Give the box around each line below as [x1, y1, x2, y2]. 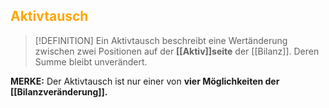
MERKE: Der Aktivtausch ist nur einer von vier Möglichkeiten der [10, 75, 280, 87]
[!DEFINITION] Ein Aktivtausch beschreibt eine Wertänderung [34, 34, 288, 46]
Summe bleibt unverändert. [34, 55, 148, 68]
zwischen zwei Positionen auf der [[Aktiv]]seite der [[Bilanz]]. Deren [34, 45, 320, 57]
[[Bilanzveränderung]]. [10, 85, 108, 98]
